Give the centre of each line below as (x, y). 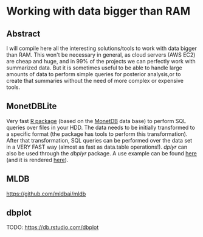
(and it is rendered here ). (37, 160)
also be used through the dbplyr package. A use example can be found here (102, 153)
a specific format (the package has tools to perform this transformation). (97, 134)
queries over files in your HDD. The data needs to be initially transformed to (101, 127)
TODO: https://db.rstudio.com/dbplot (53, 227)
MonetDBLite (32, 106)
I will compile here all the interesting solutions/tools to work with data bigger (102, 48)
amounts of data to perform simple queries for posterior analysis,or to (94, 74)
